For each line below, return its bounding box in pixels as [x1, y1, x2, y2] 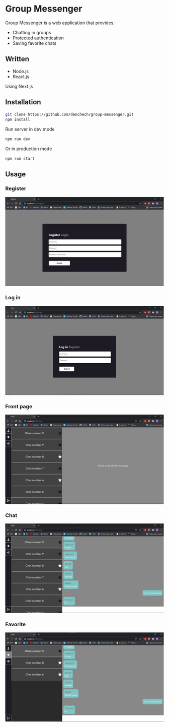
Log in [5, 294, 21, 301]
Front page [5, 403, 33, 410]
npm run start [5, 156, 35, 161]
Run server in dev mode [5, 126, 55, 133]
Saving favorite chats [12, 40, 57, 46]
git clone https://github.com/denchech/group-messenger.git [5, 112, 134, 117]
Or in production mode [5, 146, 52, 152]
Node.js [12, 68, 29, 74]
